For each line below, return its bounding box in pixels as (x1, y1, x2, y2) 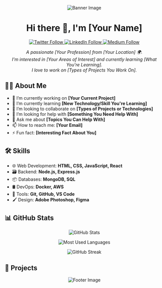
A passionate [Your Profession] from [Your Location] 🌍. (26, 49, 143, 55)
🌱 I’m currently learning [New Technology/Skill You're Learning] (12, 100, 147, 106)
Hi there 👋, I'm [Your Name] (26, 23, 142, 34)
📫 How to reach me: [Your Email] (12, 122, 83, 128)
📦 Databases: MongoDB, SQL (12, 176, 76, 182)
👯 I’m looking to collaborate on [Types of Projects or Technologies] (12, 106, 153, 112)
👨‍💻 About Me (5, 82, 47, 90)
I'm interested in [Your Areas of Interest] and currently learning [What (12, 56, 157, 62)
